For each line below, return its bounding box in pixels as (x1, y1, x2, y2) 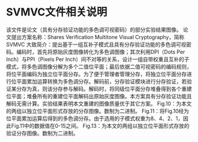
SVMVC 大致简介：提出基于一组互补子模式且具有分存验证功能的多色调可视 (6, 41, 187, 48)
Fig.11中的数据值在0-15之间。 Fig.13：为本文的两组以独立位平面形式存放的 (11, 122, 190, 129)
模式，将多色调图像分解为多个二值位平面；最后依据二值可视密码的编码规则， (6, 63, 192, 70)
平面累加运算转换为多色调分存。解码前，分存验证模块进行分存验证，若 (16, 78, 187, 85)
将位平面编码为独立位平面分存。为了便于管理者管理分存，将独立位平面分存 (6, 70, 187, 78)
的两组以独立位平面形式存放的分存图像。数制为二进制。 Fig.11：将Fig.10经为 (6, 107, 189, 114)
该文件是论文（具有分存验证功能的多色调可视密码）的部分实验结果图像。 (6, 26, 181, 33)
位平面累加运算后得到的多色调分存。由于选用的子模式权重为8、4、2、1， (6, 115, 183, 122)
